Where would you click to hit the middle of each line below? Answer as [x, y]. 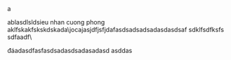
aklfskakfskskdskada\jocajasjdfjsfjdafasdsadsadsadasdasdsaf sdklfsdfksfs [116, 30]
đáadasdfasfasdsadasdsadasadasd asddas [70, 51]
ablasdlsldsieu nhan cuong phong [56, 22]
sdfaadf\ [20, 37]
